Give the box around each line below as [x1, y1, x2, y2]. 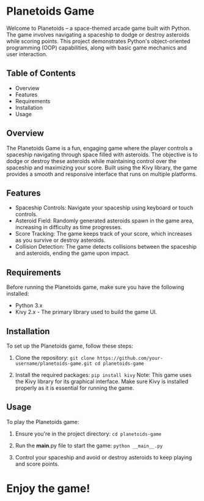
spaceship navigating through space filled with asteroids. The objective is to [6, 151, 198, 158]
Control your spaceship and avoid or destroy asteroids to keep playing [15, 453, 192, 461]
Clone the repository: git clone [15, 354, 95, 361]
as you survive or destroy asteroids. [15, 236, 106, 244]
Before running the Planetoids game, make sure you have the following [6, 283, 184, 291]
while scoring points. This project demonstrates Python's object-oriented [6, 37, 191, 45]
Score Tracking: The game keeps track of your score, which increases [15, 230, 192, 238]
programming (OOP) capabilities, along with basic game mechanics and [6, 44, 188, 51]
